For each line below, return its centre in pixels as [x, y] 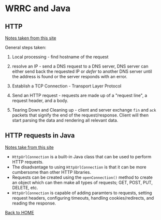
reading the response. [34, 203]
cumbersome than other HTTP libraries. [51, 172]
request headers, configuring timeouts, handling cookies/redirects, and [83, 198]
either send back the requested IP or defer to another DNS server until [82, 71]
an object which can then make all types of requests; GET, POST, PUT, [82, 182]
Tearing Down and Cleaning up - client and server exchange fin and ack [84, 110]
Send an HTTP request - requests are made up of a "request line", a [80, 95]
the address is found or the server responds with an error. [70, 76]
